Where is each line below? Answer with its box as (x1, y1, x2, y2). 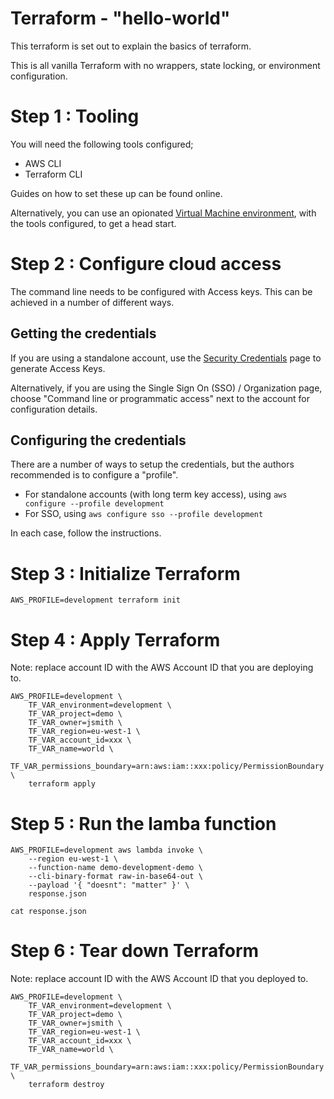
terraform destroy (28, 1080, 105, 1090)
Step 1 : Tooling (10, 105, 140, 128)
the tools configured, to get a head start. (10, 217, 177, 229)
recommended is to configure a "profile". (10, 469, 179, 481)
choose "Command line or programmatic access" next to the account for (10, 392, 310, 404)
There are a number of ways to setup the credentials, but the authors (10, 458, 295, 471)
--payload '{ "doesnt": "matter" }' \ (28, 880, 190, 891)
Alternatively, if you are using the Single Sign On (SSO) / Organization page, (10, 382, 323, 394)
